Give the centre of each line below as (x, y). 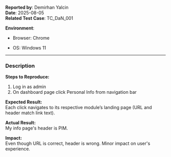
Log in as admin (29, 87)
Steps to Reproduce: (27, 77)
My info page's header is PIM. (37, 128)
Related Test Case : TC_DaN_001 (39, 18)
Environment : (20, 28)
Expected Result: (24, 102)
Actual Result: (21, 123)
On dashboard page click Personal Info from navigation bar (75, 92)
